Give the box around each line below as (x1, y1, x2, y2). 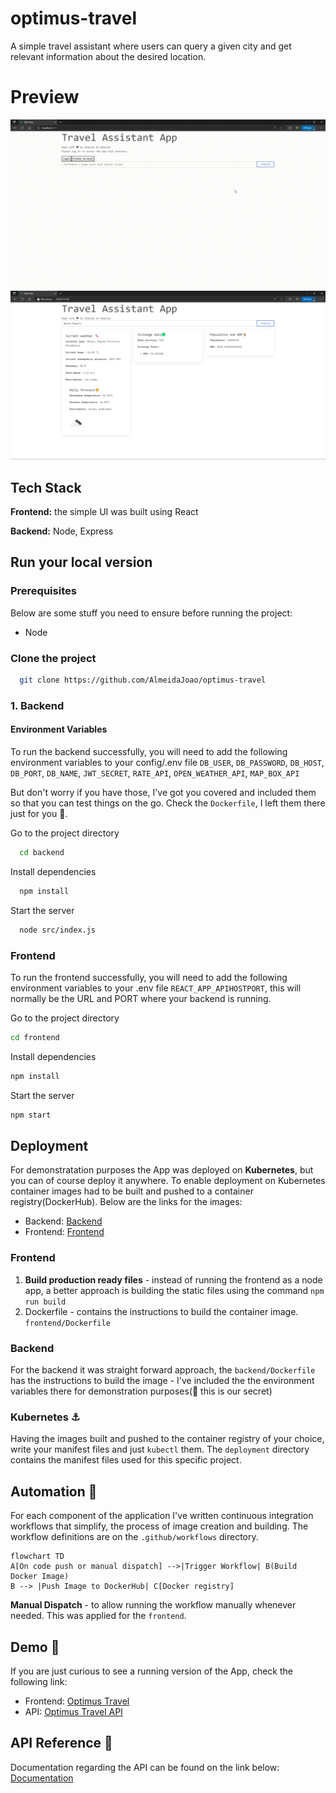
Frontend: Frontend (24, 1226, 105, 1238)
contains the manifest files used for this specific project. (10, 1454, 242, 1466)
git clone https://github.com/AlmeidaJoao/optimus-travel (19, 675, 267, 686)
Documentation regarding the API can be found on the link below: (10, 1761, 280, 1773)
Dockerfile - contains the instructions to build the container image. (24, 1305, 299, 1317)
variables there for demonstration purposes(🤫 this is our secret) (10, 1385, 273, 1397)
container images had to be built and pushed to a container (10, 1185, 254, 1197)
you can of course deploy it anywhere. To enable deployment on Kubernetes (10, 1175, 326, 1187)
